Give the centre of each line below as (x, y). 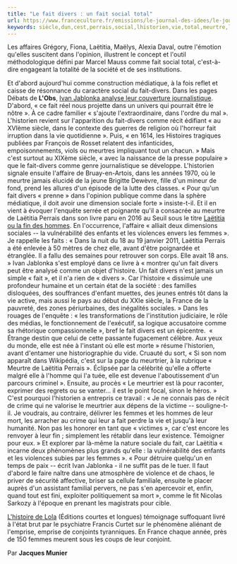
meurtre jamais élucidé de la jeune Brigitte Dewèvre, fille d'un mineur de (112, 181)
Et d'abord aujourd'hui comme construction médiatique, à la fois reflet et (113, 83)
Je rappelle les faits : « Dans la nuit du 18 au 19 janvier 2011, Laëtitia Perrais (116, 241)
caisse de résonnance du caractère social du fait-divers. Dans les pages (112, 91)
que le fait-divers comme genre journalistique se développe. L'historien (111, 166)
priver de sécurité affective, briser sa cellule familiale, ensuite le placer (110, 481)
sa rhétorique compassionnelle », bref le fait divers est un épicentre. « (110, 331)
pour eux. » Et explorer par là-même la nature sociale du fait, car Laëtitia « (115, 443)
